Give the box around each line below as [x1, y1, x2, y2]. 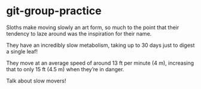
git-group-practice [6, 4, 102, 18]
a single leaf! [6, 47, 38, 55]
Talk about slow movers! [6, 77, 66, 84]
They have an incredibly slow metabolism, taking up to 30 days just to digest [6, 42, 195, 49]
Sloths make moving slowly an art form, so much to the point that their [6, 24, 179, 31]
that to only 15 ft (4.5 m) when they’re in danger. [6, 65, 124, 72]
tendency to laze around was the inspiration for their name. [6, 30, 152, 37]
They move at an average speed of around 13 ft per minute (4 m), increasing [6, 59, 194, 66]
